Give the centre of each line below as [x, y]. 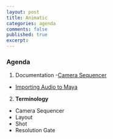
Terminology [32, 99]
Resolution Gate [35, 130]
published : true [27, 35]
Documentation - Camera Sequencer [61, 75]
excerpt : [17, 40]
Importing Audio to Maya [46, 87]
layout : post [23, 12]
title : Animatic [27, 18]
